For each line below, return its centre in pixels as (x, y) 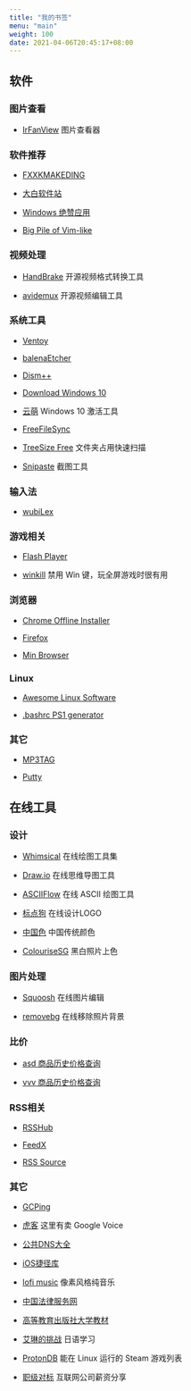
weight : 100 (31, 34)
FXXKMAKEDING (54, 175)
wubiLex (37, 512)
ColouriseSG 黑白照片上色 (70, 951)
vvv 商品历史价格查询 (61, 1082)
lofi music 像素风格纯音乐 (69, 1282)
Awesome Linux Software (69, 698)
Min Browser (46, 655)
